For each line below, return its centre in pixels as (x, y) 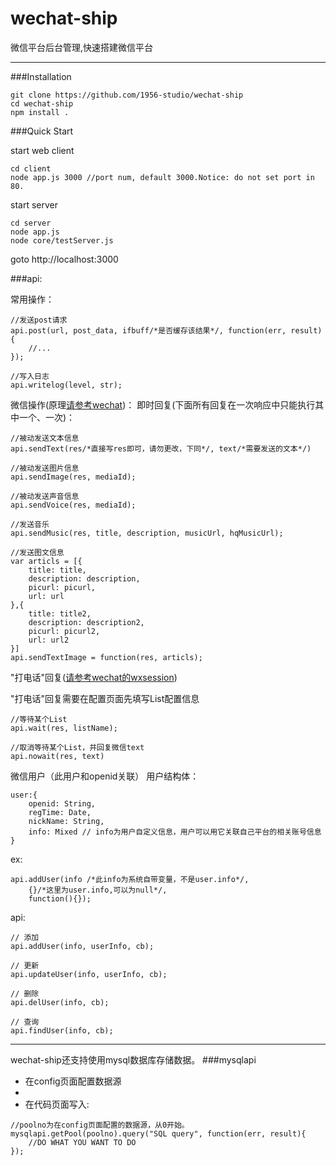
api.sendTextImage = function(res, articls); (106, 657)
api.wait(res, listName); (64, 728)
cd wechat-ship (42, 103)
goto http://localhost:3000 (64, 259)
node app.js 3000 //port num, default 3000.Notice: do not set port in (162, 177)
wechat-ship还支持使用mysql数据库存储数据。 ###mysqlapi (133, 1059)
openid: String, (62, 803)
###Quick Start (42, 131)
